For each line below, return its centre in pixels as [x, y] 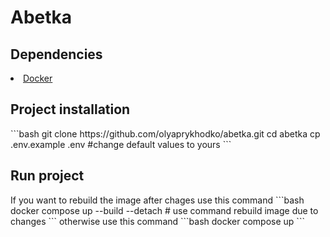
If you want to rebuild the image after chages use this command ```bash [157, 200]
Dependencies [56, 54]
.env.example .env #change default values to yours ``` [121, 144]
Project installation [70, 109]
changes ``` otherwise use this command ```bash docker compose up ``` [157, 221]
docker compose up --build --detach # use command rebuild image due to [164, 210]
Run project [47, 176]
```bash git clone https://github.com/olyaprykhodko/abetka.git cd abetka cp [165, 133]
